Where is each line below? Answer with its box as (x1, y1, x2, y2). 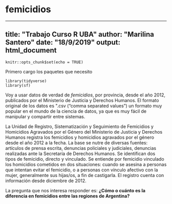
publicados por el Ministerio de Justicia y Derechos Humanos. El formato (5, 97, 159, 103)
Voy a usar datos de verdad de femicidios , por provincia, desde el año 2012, (5, 92, 165, 98)
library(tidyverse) (5, 78, 47, 84)
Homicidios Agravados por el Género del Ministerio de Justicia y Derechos (5, 129, 163, 135)
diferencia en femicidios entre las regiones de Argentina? (5, 193, 130, 199)
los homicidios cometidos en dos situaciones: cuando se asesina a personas (5, 161, 167, 167)
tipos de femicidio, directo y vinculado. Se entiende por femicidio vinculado (5, 156, 165, 162)
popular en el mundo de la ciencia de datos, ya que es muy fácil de (5, 108, 147, 114)
